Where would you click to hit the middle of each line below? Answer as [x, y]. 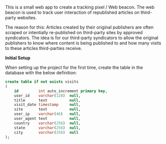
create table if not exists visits [42, 82]
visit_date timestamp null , [47, 105]
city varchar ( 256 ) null [46, 132]
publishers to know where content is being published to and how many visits [83, 43]
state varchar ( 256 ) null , [47, 128]
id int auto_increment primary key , [61, 91]
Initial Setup [18, 58]
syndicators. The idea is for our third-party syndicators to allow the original [82, 38]
